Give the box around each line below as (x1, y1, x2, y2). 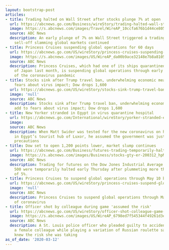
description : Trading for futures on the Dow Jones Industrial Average (10, 162, 163, 167)
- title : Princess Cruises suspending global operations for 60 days (5, 45, 154, 50)
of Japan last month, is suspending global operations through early (14, 69, 163, 74)
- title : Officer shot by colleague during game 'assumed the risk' (5, 204, 152, 209)
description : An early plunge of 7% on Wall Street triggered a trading (10, 36, 165, 41)
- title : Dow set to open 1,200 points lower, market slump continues (5, 143, 156, 149)
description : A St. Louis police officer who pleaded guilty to (10, 223, 147, 228)
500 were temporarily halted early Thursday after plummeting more (14, 167, 158, 172)
